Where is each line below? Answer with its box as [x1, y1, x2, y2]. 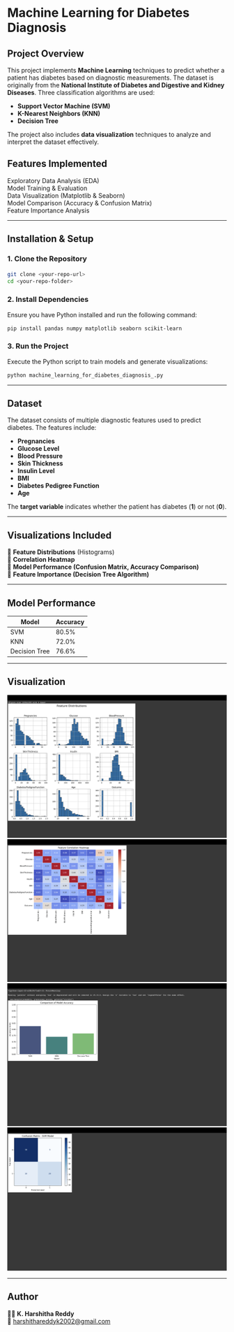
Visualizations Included [7, 529, 112, 541]
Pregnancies [17, 437, 56, 445]
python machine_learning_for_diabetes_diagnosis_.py [7, 372, 164, 379]
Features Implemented [7, 158, 108, 170]
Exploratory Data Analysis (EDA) [7, 176, 100, 184]
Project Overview [7, 48, 84, 59]
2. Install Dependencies [7, 295, 89, 305]
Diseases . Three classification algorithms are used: [7, 89, 155, 96]
